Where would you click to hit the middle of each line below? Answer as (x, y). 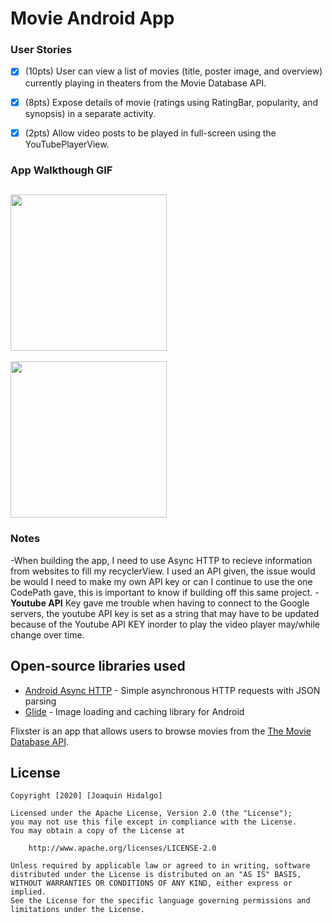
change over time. (47, 634)
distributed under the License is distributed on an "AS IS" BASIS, (156, 875)
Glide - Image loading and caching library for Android (134, 711)
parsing (40, 701)
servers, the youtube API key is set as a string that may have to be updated (165, 613)
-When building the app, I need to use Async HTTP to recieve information (161, 560)
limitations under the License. (77, 910)
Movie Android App (92, 18)
